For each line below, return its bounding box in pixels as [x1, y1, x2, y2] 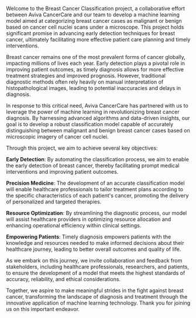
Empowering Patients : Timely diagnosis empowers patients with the [6, 233, 171, 240]
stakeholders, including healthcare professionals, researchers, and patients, [6, 263, 189, 270]
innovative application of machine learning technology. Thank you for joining [6, 299, 191, 306]
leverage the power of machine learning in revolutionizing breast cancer [6, 108, 180, 115]
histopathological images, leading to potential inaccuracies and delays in [6, 85, 181, 91]
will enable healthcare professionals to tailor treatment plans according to [6, 186, 183, 192]
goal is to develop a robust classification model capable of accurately [6, 121, 174, 127]
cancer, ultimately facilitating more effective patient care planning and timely [6, 36, 191, 43]
